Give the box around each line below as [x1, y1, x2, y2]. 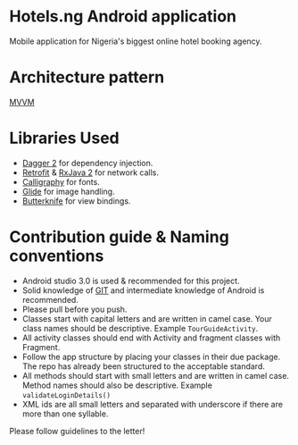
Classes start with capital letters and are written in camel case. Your [21, 313, 272, 323]
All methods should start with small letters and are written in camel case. [21, 370, 290, 381]
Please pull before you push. [21, 304, 128, 315]
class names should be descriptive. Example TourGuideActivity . [21, 323, 259, 333]
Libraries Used [9, 128, 120, 148]
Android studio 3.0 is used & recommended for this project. [21, 275, 240, 286]
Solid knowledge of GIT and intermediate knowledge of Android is [21, 284, 265, 296]
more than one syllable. [21, 408, 109, 419]
